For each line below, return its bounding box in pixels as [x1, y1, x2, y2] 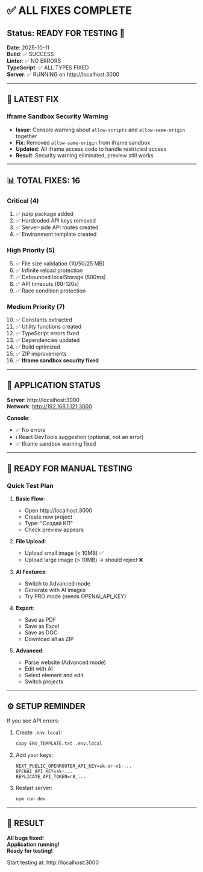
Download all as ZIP [24, 636, 74, 643]
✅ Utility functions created [15, 323, 82, 330]
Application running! [7, 841, 60, 848]
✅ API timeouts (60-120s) [15, 280, 80, 287]
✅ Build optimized [15, 343, 61, 350]
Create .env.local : [15, 729, 63, 736]
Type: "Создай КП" [24, 520, 73, 527]
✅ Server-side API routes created [15, 224, 99, 231]
